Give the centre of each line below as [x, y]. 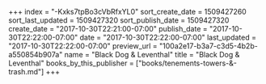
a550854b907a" [36, 55]
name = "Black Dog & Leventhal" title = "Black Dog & [152, 55]
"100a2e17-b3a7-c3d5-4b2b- [209, 46]
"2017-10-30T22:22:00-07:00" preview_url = [83, 46]
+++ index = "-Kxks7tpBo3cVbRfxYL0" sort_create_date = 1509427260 [127, 12]
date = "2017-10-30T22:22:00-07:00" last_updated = [168, 37]
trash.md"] [26, 71]
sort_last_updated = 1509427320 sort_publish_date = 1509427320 [119, 20]
